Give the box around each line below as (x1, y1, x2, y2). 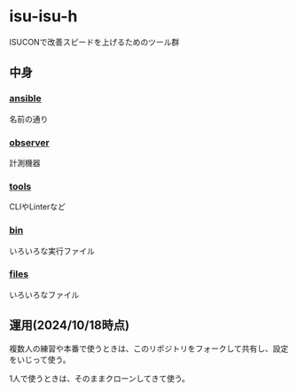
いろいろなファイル (9, 289, 80, 300)
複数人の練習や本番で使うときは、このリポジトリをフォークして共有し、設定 (9, 343, 289, 354)
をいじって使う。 (9, 354, 71, 365)
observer (9, 136, 51, 148)
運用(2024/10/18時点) (9, 318, 130, 333)
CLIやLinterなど (9, 201, 66, 212)
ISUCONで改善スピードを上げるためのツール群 (9, 36, 180, 47)
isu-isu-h (9, 6, 78, 27)
